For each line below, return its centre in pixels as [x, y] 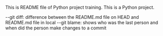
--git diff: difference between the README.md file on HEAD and [72, 17]
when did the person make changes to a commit [56, 28]
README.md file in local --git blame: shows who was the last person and [82, 23]
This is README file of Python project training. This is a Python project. [80, 7]
